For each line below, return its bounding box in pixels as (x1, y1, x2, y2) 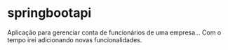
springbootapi (7, 5, 92, 21)
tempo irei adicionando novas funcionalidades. (7, 35, 142, 44)
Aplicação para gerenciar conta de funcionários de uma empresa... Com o (7, 28, 222, 37)
